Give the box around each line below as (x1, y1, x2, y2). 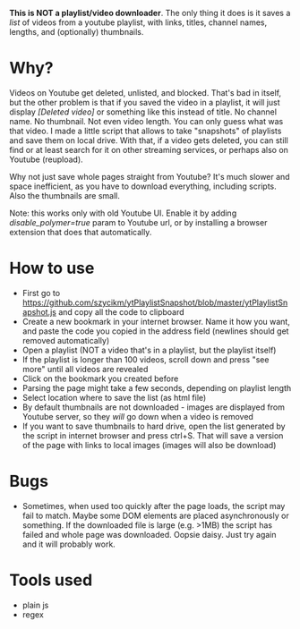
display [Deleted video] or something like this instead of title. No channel (9, 106, 278, 117)
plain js (21, 599, 49, 610)
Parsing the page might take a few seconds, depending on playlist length (21, 382, 292, 393)
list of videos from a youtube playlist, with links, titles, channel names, (9, 17, 267, 28)
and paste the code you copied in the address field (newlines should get (21, 326, 289, 336)
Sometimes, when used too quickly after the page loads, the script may (21, 500, 286, 511)
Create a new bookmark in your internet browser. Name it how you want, (21, 316, 291, 327)
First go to (21, 287, 61, 298)
